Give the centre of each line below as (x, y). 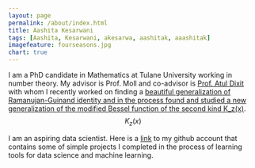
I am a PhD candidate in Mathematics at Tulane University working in (120, 75)
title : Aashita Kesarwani (51, 30)
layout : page (30, 15)
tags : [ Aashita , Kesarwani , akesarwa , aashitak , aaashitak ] (110, 38)
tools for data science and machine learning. (81, 155)
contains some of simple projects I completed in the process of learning (126, 147)
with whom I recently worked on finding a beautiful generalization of (120, 92)
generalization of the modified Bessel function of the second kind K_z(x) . (127, 109)
